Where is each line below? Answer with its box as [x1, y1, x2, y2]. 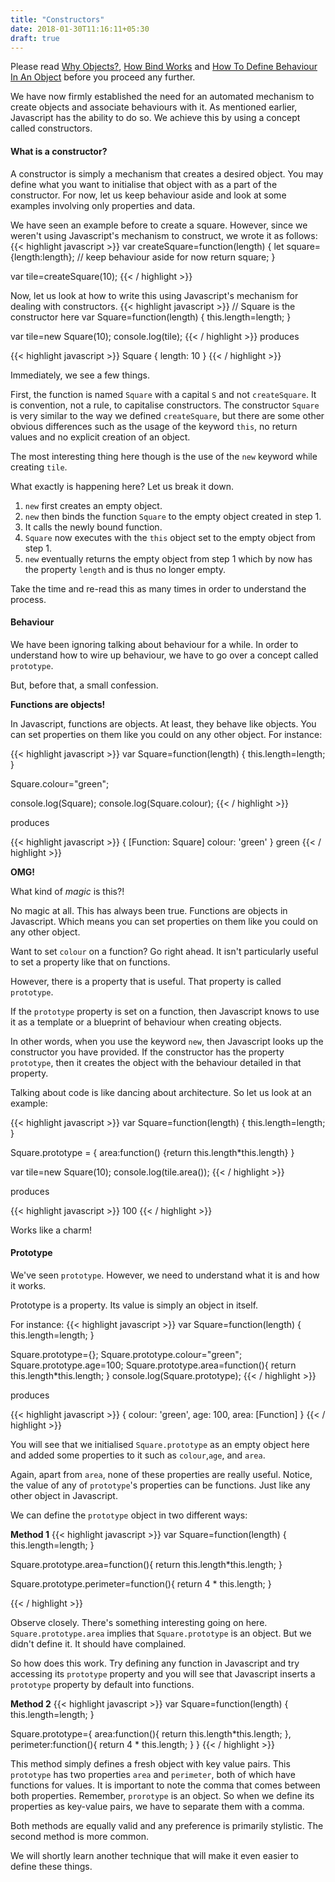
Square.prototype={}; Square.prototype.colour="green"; [10, 1348, 243, 1360]
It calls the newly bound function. [24, 521, 163, 533]
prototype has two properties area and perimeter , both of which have [10, 1768, 296, 1780]
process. [10, 593, 47, 605]
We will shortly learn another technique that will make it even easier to [10, 1849, 299, 1861]
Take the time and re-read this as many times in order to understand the [10, 582, 307, 595]
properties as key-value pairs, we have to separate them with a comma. [10, 1800, 305, 1812]
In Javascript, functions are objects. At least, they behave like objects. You [10, 717, 317, 730]
